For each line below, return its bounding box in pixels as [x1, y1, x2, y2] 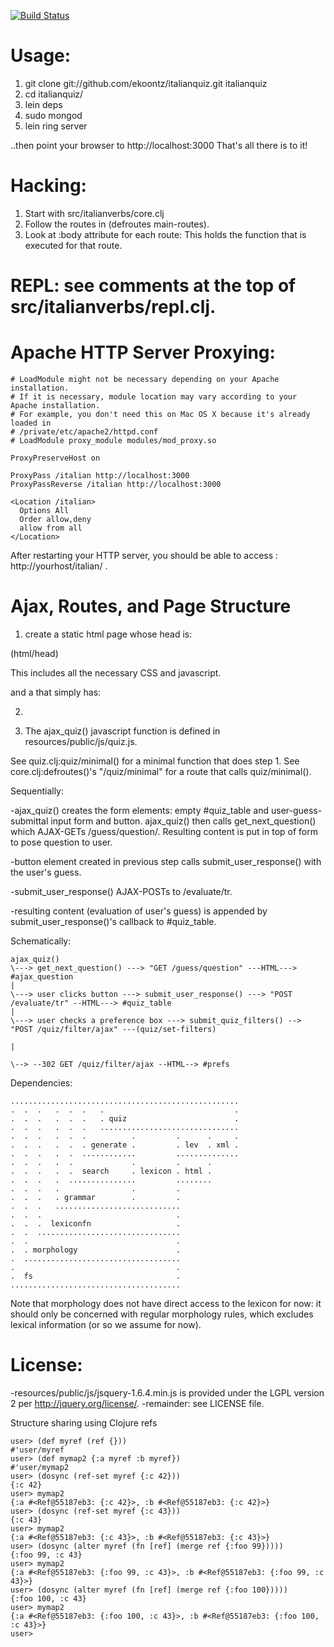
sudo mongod [24, 109, 83, 121]
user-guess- [270, 804, 323, 816]
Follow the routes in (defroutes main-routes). [24, 218, 210, 230]
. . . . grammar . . [10, 1192, 182, 1202]
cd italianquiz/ [24, 88, 84, 100]
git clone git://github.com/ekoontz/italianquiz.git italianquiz [24, 77, 268, 89]
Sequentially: [10, 785, 65, 797]
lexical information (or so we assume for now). [10, 1318, 202, 1330]
